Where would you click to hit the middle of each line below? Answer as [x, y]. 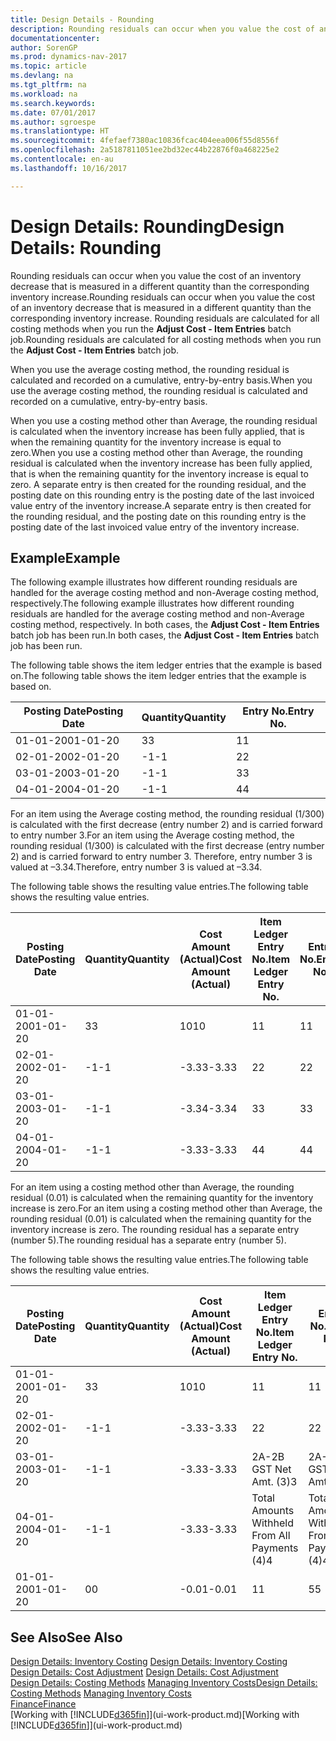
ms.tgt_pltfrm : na [48, 85]
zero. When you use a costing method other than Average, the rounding [156, 452]
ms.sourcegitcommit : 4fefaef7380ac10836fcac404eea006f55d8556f [145, 141]
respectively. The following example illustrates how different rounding [152, 603]
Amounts [273, 1511]
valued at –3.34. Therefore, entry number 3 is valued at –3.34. [136, 867]
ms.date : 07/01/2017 [53, 112]
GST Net [271, 1469]
